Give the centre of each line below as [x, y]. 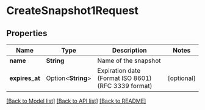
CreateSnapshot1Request [73, 11]
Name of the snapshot [129, 61]
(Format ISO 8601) [124, 78]
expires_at [25, 78]
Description [130, 50]
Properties [27, 33]
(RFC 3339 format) [125, 86]
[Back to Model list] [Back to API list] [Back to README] [76, 101]
